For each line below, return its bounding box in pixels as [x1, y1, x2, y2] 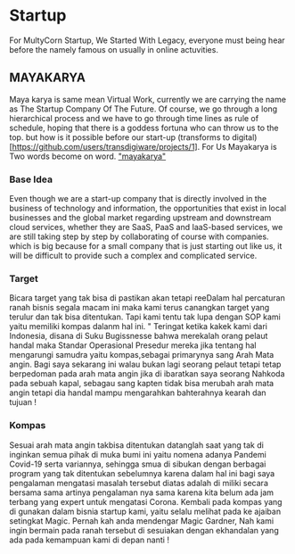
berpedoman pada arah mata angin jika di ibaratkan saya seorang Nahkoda [9, 368, 285, 379]
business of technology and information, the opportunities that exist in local [9, 203, 287, 214]
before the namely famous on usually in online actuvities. [9, 44, 218, 54]
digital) [231, 131, 258, 143]
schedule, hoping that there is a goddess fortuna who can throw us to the [9, 122, 279, 133]
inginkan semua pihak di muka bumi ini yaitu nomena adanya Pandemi [9, 449, 267, 459]
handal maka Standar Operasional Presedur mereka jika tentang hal [9, 340, 257, 351]
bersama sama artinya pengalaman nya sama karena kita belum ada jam [9, 487, 275, 498]
